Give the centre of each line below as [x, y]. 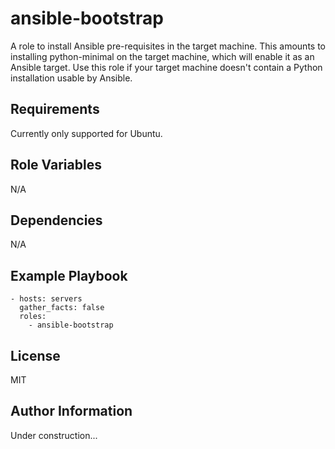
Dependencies [56, 220]
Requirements [55, 109]
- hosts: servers [46, 299]
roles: [33, 317]
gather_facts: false [62, 308]
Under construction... [54, 435]
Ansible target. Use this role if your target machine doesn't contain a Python [166, 67]
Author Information [71, 411]
